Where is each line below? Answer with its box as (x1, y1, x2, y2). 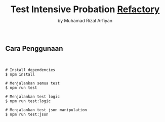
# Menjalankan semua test (5, 81, 60, 86)
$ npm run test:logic (5, 99, 51, 104)
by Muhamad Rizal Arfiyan (57, 18, 113, 24)
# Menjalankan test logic (5, 94, 60, 99)
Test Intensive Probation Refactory (10, 4, 160, 15)
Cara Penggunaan (5, 44, 63, 53)
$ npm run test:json (5, 112, 49, 117)
